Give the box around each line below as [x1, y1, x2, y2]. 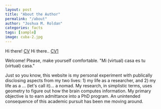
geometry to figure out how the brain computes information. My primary [5, 88, 151, 94]
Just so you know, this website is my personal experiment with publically [5, 72, 153, 78]
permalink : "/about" [5, 16, 48, 21]
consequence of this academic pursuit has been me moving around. [5, 98, 144, 104]
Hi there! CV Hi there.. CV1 [5, 48, 59, 54]
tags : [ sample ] [5, 30, 36, 35]
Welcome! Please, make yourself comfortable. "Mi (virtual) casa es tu [5, 57, 146, 63]
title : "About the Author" [5, 12, 61, 17]
